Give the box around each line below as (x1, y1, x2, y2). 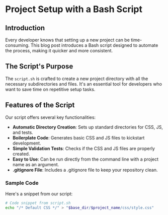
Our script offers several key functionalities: (5, 114, 96, 120)
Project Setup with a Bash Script (5, 4, 142, 15)
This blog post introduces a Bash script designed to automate (30, 42, 158, 48)
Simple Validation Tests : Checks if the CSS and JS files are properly (12, 145, 155, 152)
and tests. (12, 129, 34, 135)
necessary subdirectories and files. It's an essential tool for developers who (5, 81, 162, 87)
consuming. (5, 42, 30, 48)
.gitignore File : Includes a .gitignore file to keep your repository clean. (12, 167, 158, 173)
